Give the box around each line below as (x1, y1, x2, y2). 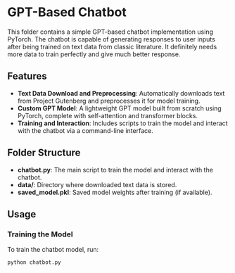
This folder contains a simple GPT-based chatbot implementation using (7, 27, 213, 36)
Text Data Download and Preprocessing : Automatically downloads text (17, 89, 225, 97)
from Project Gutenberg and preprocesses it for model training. (17, 96, 201, 105)
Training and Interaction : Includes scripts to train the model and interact (17, 119, 228, 127)
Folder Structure (7, 147, 81, 159)
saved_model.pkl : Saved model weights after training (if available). (17, 188, 212, 196)
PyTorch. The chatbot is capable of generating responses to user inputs (7, 34, 216, 43)
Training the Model (7, 229, 73, 239)
